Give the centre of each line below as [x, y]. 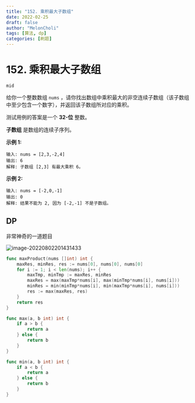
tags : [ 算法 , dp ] [26, 33]
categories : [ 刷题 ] [29, 39]
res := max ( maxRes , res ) [58, 291]
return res [30, 302]
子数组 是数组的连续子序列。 [40, 129]
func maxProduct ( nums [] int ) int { [50, 258]
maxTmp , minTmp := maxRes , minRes [69, 275]
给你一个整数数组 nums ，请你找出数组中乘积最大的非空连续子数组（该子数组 [98, 97]
